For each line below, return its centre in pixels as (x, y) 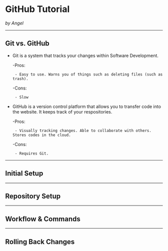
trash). (20, 78)
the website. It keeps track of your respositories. (62, 111)
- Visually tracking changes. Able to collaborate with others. (83, 130)
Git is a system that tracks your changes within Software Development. (85, 55)
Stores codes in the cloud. (41, 135)
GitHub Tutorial (37, 9)
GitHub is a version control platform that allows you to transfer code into (87, 106)
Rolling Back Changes (40, 242)
